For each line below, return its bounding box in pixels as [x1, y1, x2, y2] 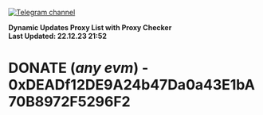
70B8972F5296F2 [8, 93, 131, 111]
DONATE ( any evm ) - [8, 59, 149, 77]
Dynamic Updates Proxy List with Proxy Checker [8, 23, 172, 32]
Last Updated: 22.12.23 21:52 [8, 32, 108, 40]
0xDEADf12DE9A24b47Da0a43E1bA [8, 76, 255, 94]
